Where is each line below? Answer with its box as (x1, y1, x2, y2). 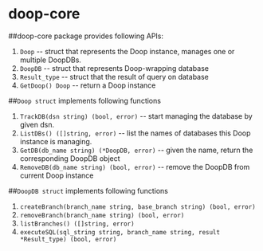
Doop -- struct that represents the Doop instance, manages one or (19, 46, 235, 56)
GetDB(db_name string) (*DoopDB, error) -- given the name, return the (19, 145, 253, 155)
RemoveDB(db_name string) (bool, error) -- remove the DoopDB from (19, 162, 250, 171)
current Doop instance (19, 171, 94, 180)
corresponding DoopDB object (19, 153, 121, 163)
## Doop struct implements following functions (8, 96, 162, 105)
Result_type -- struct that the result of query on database (19, 72, 210, 81)
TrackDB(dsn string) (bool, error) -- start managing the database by (19, 111, 253, 120)
